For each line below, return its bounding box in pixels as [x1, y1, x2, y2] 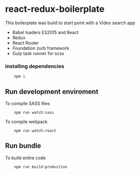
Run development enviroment [5, 87, 99, 96]
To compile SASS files [5, 100, 50, 107]
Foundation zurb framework [12, 45, 69, 51]
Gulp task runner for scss [12, 50, 64, 56]
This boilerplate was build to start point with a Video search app [5, 20, 135, 26]
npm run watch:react [14, 129, 56, 133]
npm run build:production [14, 164, 68, 169]
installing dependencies [5, 63, 64, 70]
